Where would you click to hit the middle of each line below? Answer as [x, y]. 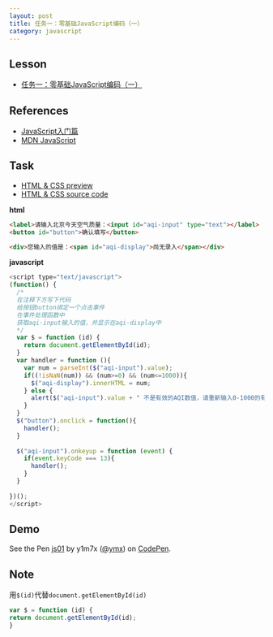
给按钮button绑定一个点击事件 [61, 307]
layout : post [31, 16]
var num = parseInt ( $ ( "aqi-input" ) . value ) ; [98, 368]
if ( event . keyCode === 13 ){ [69, 459]
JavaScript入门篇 [50, 131]
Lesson [28, 64]
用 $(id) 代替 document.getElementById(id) [78, 595]
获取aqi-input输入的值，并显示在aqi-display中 [89, 323]
